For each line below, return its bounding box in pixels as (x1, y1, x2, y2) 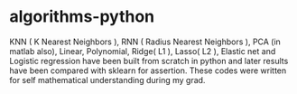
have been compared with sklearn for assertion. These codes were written (9, 65, 287, 76)
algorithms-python (9, 6, 155, 27)
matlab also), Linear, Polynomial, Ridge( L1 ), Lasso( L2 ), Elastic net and (9, 45, 276, 56)
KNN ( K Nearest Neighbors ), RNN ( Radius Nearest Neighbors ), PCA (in (9, 36, 282, 47)
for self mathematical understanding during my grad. (9, 74, 206, 85)
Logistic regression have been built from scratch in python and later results (9, 55, 289, 66)
